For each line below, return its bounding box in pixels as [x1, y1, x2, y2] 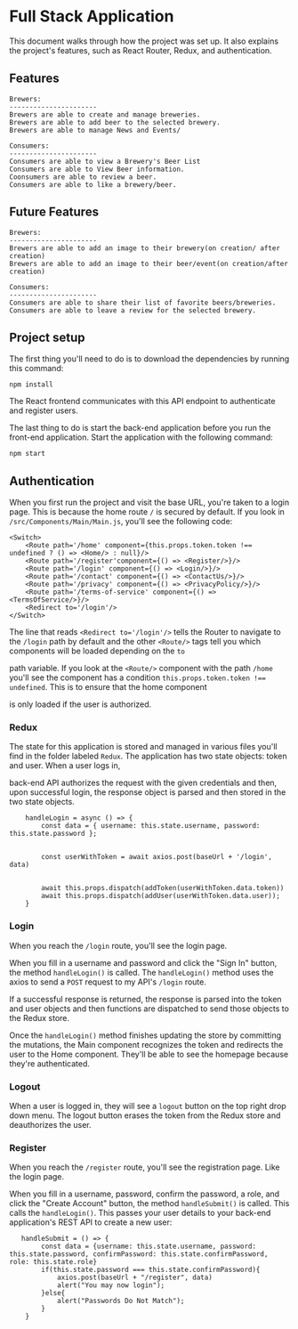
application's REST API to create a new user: [9, 1217, 173, 1228]
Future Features [9, 205, 100, 220]
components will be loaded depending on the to [9, 645, 185, 656]
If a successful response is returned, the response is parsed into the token [9, 993, 282, 1004]
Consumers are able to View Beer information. [9, 165, 185, 174]
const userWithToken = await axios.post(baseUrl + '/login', [41, 853, 273, 862]
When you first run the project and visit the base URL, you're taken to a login [9, 497, 290, 508]
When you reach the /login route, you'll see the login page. [9, 940, 228, 951]
